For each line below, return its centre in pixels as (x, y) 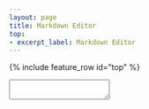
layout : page (33, 17)
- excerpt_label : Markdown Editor (73, 42)
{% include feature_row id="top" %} (75, 67)
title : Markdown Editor (53, 26)
